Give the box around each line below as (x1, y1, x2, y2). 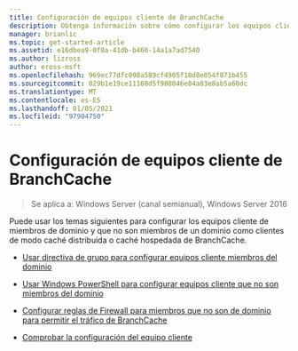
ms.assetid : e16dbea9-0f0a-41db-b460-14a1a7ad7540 (9, 46, 200, 55)
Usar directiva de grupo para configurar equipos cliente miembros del (21, 252, 278, 263)
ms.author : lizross (9, 54, 82, 63)
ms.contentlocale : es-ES (9, 95, 101, 105)
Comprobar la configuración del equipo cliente (21, 332, 193, 343)
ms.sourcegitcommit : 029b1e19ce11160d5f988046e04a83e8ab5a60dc (9, 79, 248, 88)
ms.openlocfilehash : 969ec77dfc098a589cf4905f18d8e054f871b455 (9, 71, 248, 80)
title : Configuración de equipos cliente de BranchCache (9, 12, 224, 22)
